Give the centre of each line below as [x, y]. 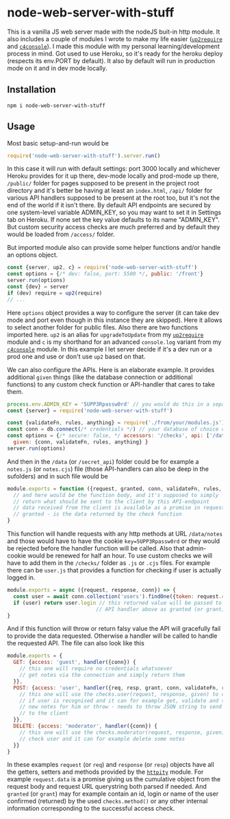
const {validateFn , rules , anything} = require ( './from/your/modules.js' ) [116, 423]
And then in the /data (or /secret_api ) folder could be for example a [103, 461]
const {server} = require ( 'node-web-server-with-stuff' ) [90, 411]
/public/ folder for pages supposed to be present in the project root [103, 183]
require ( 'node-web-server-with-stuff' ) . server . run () [84, 156]
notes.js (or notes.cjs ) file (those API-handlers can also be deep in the [108, 469]
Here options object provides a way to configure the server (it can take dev [113, 312]
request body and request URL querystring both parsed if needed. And [107, 787]
